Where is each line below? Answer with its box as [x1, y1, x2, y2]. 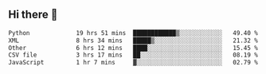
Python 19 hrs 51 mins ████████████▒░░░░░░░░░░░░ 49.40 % [8, 29, 259, 37]
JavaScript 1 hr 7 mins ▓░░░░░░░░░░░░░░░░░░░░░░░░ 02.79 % [8, 59, 259, 67]
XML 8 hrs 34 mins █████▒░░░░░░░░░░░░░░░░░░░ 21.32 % [8, 37, 259, 45]
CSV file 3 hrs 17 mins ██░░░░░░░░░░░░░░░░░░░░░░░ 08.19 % [8, 51, 259, 60]
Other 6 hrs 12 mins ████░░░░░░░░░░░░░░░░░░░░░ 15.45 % [8, 44, 259, 52]
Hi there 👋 [8, 8, 58, 21]
